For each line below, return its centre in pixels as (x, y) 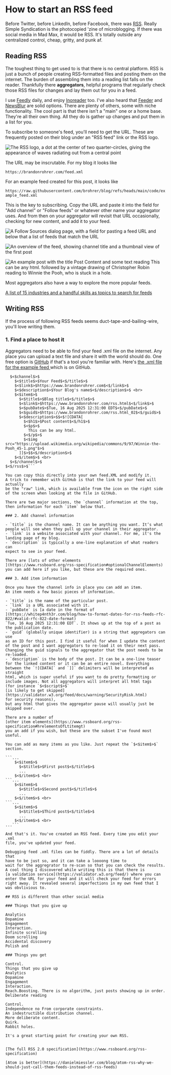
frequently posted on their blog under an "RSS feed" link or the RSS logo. (82, 137)
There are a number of (29, 717)
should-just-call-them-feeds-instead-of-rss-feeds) (61, 1067)
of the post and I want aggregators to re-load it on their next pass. (83, 646)
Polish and (17, 946)
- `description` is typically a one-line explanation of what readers (82, 542)
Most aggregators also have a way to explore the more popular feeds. (79, 282)
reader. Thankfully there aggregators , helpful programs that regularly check (86, 85)
